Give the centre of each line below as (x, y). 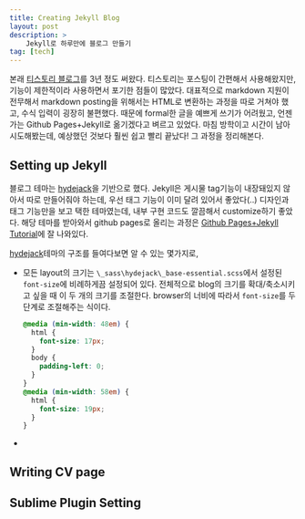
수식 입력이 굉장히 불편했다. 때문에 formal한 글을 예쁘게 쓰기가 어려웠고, (148, 113)
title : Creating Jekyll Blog (65, 18)
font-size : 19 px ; (72, 409)
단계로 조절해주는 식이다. (66, 306)
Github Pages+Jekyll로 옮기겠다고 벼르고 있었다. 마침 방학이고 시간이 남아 (158, 125)
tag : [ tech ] (32, 52)
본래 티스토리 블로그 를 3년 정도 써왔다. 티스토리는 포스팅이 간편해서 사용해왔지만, (152, 79)
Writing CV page (57, 472)
